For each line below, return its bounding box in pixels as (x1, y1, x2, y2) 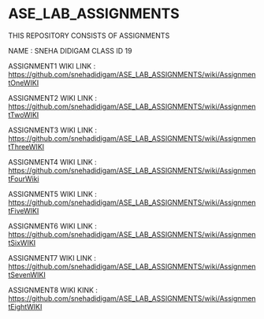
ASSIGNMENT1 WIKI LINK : (8, 61, 96, 71)
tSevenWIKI (8, 269, 46, 280)
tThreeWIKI (8, 142, 45, 151)
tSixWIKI (8, 238, 36, 247)
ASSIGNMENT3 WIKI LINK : (8, 125, 97, 135)
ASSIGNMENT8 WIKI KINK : (8, 285, 99, 295)
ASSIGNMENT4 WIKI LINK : (8, 157, 97, 166)
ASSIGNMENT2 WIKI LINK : (8, 93, 97, 102)
